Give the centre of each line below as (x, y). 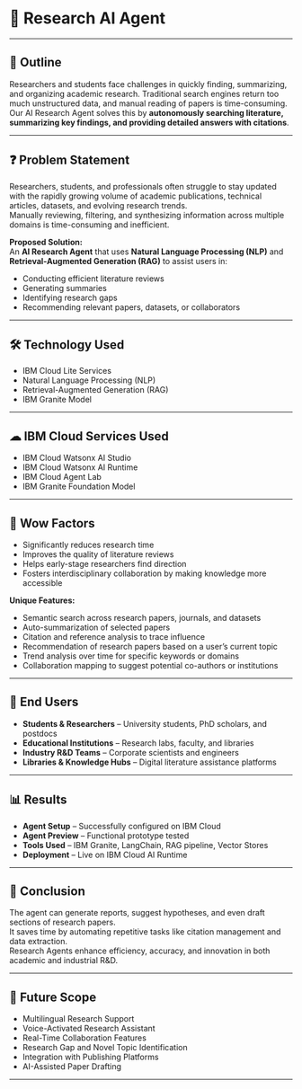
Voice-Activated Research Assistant (89, 1029)
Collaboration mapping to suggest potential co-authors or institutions (150, 665)
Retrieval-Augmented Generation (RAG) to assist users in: (118, 261)
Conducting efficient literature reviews (93, 279)
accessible (42, 583)
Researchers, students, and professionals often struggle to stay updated (143, 186)
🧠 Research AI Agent (88, 18)
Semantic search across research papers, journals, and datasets (142, 618)
